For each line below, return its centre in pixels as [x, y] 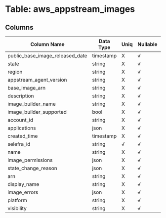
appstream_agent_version [38, 80]
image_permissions [30, 160]
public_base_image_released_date [47, 56]
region [15, 72]
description [21, 96]
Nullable [147, 44]
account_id [21, 120]
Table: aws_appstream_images [70, 9]
